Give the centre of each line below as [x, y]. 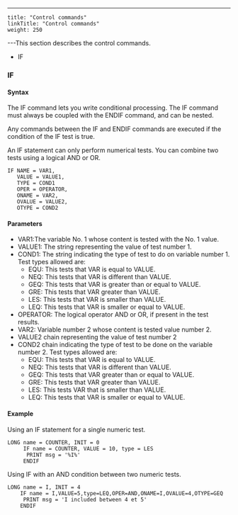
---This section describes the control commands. [79, 43]
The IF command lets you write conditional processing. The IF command [113, 108]
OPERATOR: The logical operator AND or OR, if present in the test [113, 315]
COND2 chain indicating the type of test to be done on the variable [115, 345]
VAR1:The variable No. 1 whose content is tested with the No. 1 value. [118, 239]
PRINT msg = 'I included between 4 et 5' [85, 499]
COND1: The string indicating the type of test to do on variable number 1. [124, 254]
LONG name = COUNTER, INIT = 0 [53, 442]
